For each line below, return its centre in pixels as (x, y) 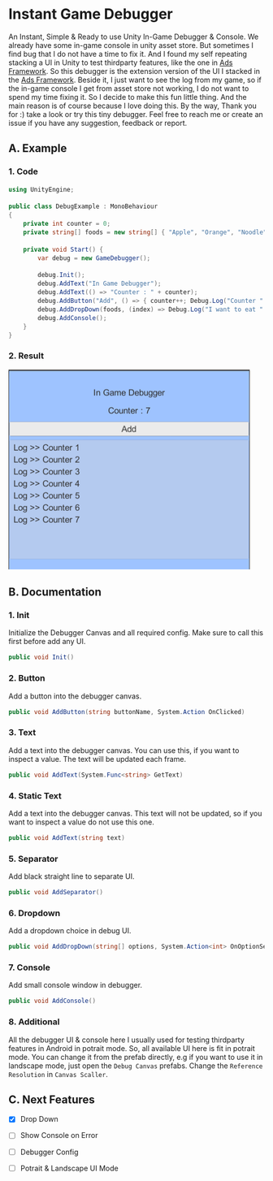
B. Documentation (55, 593)
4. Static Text (35, 795)
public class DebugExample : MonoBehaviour (83, 207)
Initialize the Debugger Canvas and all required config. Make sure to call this (136, 633)
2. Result (26, 356)
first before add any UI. (47, 642)
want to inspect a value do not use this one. (81, 822)
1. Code (24, 171)
